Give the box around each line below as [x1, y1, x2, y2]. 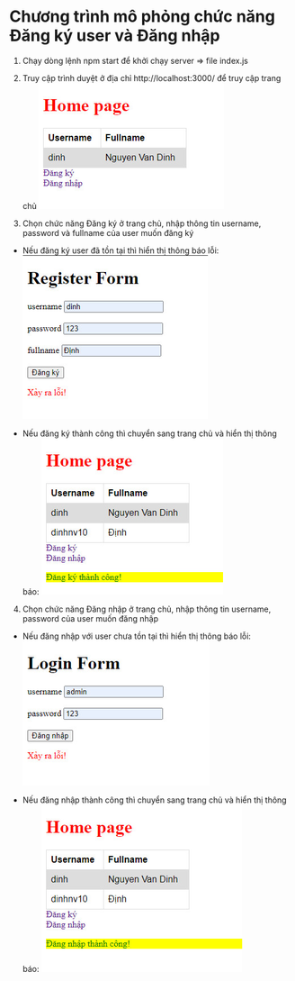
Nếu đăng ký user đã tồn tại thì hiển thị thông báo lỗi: [22, 245, 219, 256]
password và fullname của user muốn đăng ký [22, 227, 194, 238]
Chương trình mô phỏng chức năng [9, 6, 276, 27]
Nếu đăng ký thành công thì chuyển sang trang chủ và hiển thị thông [22, 428, 277, 439]
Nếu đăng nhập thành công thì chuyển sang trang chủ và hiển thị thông [22, 795, 287, 805]
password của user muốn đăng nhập [22, 613, 159, 623]
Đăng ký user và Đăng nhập [9, 25, 220, 46]
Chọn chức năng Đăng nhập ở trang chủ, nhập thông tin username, [22, 604, 272, 614]
